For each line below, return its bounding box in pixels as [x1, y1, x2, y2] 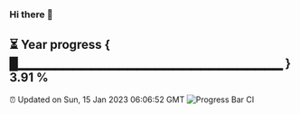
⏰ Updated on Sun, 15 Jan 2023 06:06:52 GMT [9, 94, 185, 105]
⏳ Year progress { [9, 37, 111, 52]
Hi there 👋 [9, 8, 54, 21]
